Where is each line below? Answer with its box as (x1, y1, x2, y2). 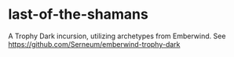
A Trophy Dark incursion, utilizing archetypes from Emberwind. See (8, 31, 226, 41)
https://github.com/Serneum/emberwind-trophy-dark (8, 39, 181, 48)
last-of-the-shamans (8, 5, 149, 23)
